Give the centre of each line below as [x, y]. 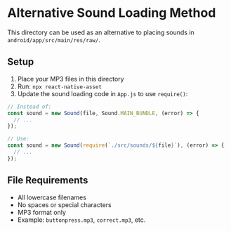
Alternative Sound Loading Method [112, 13]
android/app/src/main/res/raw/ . [54, 39]
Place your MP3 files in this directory [71, 79]
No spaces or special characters [64, 204]
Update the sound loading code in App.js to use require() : [103, 93]
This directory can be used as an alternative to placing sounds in [101, 32]
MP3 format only [42, 212]
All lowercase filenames [52, 197]
